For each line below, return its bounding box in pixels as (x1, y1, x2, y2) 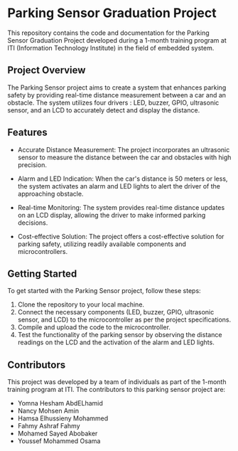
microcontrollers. (17, 247, 68, 255)
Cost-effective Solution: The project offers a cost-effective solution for (17, 232, 225, 240)
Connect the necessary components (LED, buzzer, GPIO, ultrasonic (17, 308, 215, 317)
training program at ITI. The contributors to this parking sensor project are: (7, 386, 226, 394)
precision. (17, 160, 48, 169)
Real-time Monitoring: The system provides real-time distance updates (17, 203, 225, 211)
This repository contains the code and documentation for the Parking (7, 28, 210, 37)
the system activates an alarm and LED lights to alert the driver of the (17, 181, 220, 190)
